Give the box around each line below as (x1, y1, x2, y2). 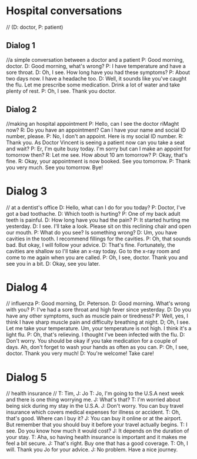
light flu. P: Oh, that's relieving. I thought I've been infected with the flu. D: (6, 331, 185, 339)
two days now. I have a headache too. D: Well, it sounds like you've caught (6, 75, 187, 82)
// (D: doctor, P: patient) (6, 24, 64, 31)
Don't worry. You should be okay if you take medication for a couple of (6, 337, 178, 344)
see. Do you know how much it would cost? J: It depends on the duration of (6, 427, 189, 434)
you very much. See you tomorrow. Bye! (6, 163, 103, 171)
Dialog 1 (6, 41, 35, 51)
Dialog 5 (6, 370, 47, 384)
